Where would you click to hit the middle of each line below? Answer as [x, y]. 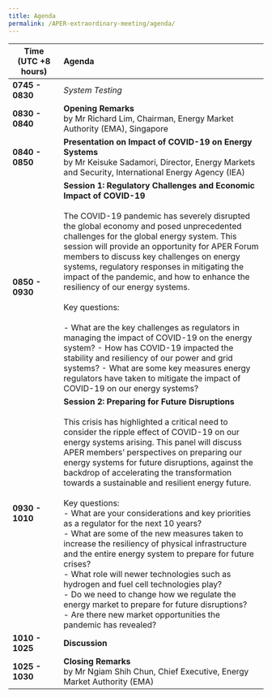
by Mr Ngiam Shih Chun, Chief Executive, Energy [156, 671]
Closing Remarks [97, 661]
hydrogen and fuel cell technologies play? [143, 584]
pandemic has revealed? [110, 624]
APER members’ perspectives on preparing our [153, 452]
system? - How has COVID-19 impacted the [149, 347]
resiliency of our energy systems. [127, 287]
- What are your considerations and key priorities [157, 513]
